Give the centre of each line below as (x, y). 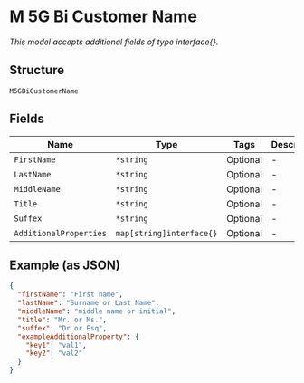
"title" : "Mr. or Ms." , (62, 320)
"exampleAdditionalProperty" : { (79, 337)
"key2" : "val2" (54, 354)
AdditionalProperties (60, 233)
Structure (37, 70)
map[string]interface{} (166, 233)
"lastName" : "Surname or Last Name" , (89, 303)
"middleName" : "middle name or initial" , (97, 311)
